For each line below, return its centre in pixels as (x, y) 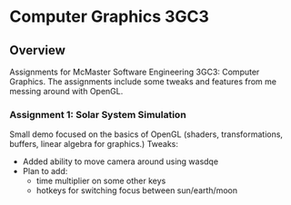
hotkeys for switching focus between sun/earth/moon (137, 190)
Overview (38, 50)
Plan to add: (45, 171)
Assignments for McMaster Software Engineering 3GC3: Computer (135, 72)
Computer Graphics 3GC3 (109, 17)
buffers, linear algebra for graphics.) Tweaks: (94, 144)
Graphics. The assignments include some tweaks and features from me (143, 82)
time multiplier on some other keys (101, 181)
